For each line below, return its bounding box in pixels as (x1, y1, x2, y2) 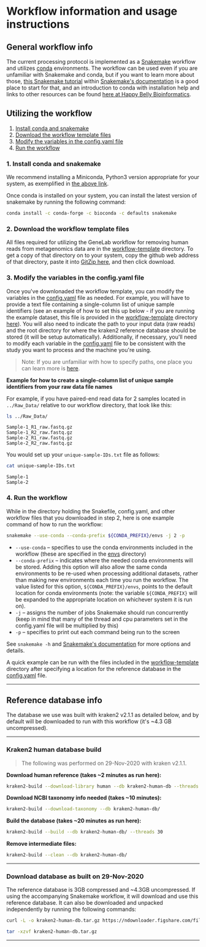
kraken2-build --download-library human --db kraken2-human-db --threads (6, 783, 199, 789)
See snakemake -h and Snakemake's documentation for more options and (6, 640, 191, 648)
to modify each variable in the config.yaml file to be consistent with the (6, 339, 186, 347)
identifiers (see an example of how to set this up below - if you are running (6, 307, 195, 314)
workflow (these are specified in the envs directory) (15, 550, 147, 558)
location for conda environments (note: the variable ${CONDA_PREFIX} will (15, 589, 197, 596)
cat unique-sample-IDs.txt (6, 463, 75, 469)
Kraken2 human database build (6, 745, 102, 754)
